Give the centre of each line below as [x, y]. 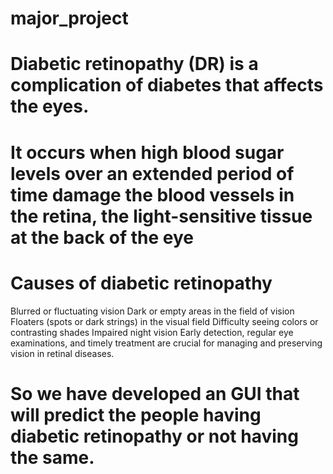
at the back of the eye [102, 237]
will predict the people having [136, 414]
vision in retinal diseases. [62, 353]
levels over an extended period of [152, 173]
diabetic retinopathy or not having [154, 436]
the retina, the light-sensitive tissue [161, 216]
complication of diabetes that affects [167, 85]
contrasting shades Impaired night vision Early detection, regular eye [152, 332]
